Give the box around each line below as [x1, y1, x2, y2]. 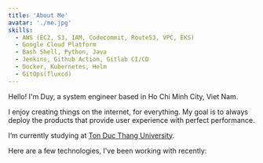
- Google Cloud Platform [15, 41, 97, 49]
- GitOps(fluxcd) [15, 70, 72, 78]
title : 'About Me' [8, 11, 68, 20]
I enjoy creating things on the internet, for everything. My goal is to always [8, 107, 249, 117]
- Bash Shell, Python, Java [15, 48, 108, 56]
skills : [8, 26, 34, 34]
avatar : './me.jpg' [8, 19, 72, 27]
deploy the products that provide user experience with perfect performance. [8, 115, 255, 124]
